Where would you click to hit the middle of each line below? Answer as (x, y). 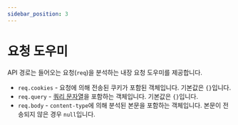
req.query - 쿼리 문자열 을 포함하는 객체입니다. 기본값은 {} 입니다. (108, 96)
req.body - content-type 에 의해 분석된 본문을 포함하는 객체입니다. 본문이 (119, 105)
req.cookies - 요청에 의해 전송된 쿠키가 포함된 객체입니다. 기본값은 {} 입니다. (124, 87)
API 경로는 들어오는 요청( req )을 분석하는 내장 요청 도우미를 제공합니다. (105, 72)
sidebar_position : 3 (38, 14)
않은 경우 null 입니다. (66, 114)
